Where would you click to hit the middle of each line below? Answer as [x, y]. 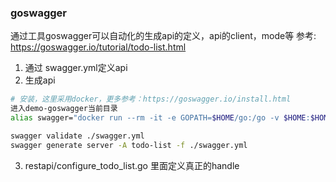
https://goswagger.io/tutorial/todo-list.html [98, 47]
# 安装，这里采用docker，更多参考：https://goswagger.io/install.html [151, 99]
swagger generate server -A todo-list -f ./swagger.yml [129, 145]
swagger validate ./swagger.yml [77, 136]
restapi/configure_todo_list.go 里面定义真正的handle [132, 165]
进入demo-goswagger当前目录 [64, 109]
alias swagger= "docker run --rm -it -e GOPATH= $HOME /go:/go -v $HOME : [160, 118]
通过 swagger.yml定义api [76, 68]
